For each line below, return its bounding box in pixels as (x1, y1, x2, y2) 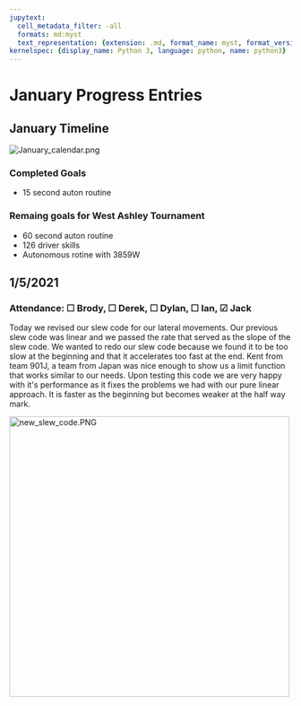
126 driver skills (21, 240, 81, 250)
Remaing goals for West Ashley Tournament (9, 210, 205, 222)
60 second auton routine (21, 230, 114, 240)
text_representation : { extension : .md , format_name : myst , (17, 38, 243, 48)
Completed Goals (9, 167, 87, 179)
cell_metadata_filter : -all (17, 22, 123, 31)
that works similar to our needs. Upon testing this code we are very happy (9, 370, 282, 381)
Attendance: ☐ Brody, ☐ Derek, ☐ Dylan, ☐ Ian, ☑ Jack (9, 302, 253, 315)
